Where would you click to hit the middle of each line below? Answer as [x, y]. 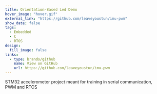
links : [12, 55]
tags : [10, 28]
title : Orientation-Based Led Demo [41, 9]
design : [13, 46]
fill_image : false [28, 50]
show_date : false [23, 23]
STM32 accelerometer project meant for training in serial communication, [79, 82]
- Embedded [20, 32]
